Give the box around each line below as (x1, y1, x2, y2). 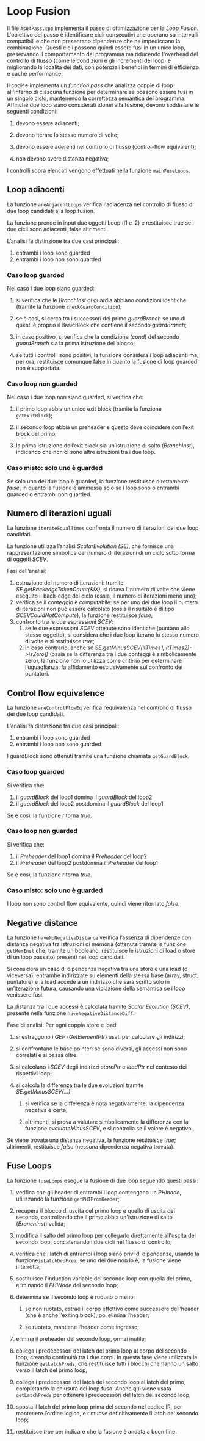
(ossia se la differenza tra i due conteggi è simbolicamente (49, 651, 197, 658)
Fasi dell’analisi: (7, 568, 46, 575)
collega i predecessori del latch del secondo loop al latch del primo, (15, 1378, 186, 1385)
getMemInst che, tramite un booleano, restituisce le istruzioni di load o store (7, 947, 196, 954)
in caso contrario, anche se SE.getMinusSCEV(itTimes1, (24, 644, 165, 651)
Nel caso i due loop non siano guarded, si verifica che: (7, 394, 144, 401)
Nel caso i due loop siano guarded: (7, 285, 95, 292)
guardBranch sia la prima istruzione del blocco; (15, 340, 135, 347)
